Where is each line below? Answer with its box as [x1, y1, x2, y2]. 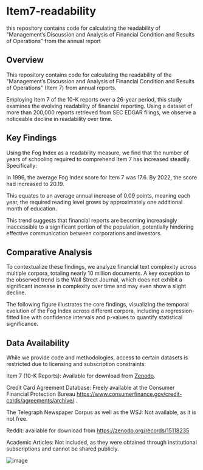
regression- [165, 307, 194, 314]
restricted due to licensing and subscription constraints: [6, 361, 146, 368]
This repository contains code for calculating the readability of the [6, 71, 172, 78]
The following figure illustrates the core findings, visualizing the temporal [6, 301, 189, 308]
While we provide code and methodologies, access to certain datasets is [6, 354, 188, 361]
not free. [6, 415, 28, 423]
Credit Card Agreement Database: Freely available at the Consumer [6, 384, 175, 392]
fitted [6, 314, 20, 321]
